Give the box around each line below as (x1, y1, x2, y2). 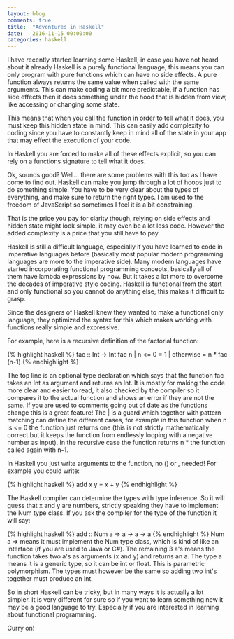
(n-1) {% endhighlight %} (7, 358, 79, 366)
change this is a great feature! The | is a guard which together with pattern (7, 408, 221, 417)
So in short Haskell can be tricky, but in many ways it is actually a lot (7, 588, 204, 596)
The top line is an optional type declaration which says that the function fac (7, 371, 224, 380)
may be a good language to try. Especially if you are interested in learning (7, 603, 219, 612)
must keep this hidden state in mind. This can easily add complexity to (7, 121, 210, 130)
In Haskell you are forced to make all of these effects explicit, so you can (7, 150, 217, 158)
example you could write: (7, 467, 80, 475)
